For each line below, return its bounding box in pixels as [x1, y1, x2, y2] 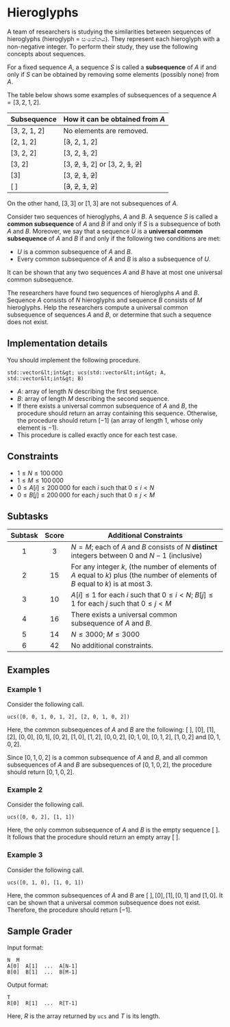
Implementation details [7, 338, 108, 349]
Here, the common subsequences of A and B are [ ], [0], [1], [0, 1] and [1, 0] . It [7, 891, 223, 899]
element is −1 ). [16, 423, 59, 432]
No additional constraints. [71, 641, 154, 650]
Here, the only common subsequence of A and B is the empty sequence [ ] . [7, 826, 220, 834]
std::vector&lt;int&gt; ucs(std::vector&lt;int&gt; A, [7, 369, 167, 376]
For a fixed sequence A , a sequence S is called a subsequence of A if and [7, 63, 217, 71]
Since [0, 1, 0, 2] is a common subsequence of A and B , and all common [7, 754, 208, 762]
